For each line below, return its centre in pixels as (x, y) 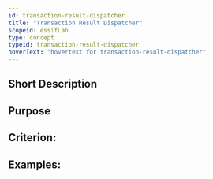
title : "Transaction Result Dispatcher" (76, 23)
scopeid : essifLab (38, 30)
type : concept (32, 37)
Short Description (53, 84)
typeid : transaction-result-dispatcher (74, 45)
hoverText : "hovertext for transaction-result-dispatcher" (107, 52)
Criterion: (32, 138)
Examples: (35, 164)
